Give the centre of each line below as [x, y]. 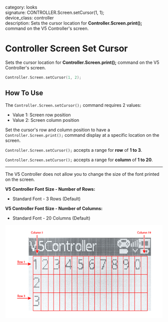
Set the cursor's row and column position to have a [58, 130]
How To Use [24, 93]
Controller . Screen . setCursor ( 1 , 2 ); [43, 77]
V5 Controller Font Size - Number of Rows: [50, 189]
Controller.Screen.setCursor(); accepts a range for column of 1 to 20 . [79, 160]
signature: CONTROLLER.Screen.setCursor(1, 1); [55, 12]
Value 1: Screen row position [41, 115]
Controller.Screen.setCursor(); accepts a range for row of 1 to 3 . [74, 150]
